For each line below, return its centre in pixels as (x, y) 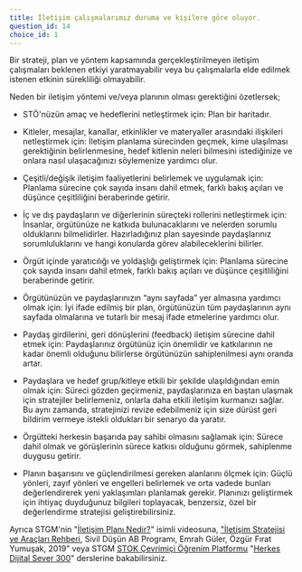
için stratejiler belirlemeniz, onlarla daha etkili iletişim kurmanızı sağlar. (153, 400)
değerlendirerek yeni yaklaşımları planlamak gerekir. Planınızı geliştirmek (158, 492)
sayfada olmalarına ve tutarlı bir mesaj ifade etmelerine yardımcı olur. (151, 317)
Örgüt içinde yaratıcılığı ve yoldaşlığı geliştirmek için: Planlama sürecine (156, 261)
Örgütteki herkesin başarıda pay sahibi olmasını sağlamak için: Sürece (152, 437)
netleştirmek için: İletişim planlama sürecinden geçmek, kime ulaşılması (155, 142)
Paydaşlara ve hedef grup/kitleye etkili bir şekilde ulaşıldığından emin (151, 381)
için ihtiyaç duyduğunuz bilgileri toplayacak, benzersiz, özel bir (139, 502)
